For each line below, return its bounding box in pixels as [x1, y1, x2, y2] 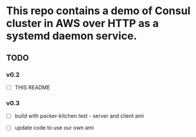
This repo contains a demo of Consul [6, 4, 191, 18]
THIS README [14, 84, 50, 91]
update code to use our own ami [14, 124, 94, 131]
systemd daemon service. [6, 30, 137, 43]
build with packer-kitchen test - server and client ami [14, 112, 144, 119]
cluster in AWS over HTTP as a [6, 17, 159, 30]
